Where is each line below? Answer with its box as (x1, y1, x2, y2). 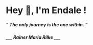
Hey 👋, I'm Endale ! (6, 5, 87, 16)
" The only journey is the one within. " (6, 21, 88, 27)
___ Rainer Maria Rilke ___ (6, 34, 61, 40)
